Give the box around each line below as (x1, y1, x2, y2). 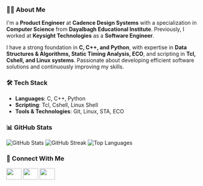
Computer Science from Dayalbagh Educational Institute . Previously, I (6, 25, 185, 33)
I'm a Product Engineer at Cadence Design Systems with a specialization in (6, 19, 197, 27)
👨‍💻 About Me (6, 5, 45, 14)
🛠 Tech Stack (6, 79, 48, 87)
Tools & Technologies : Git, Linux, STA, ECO (15, 107, 124, 115)
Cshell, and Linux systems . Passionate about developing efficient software (6, 57, 195, 64)
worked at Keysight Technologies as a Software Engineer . (6, 32, 155, 39)
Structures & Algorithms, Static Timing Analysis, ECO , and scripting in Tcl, (6, 50, 196, 58)
